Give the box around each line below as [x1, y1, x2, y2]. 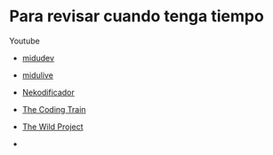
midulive [21, 69, 53, 81]
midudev [21, 52, 55, 63]
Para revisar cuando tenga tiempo [9, 6, 264, 27]
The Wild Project [21, 121, 84, 132]
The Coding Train [21, 104, 86, 114]
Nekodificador [21, 87, 76, 97]
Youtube [9, 35, 40, 46]
